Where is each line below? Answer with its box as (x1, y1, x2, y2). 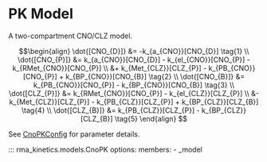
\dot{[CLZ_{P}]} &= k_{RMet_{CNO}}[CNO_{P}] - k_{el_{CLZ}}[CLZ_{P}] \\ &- (9, 88, 259, 98)
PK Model (8, 5, 74, 23)
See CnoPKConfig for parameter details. (8, 129, 140, 139)
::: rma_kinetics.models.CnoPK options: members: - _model (8, 145, 203, 154)
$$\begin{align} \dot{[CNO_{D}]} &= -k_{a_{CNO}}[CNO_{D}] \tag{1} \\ (18, 46, 249, 56)
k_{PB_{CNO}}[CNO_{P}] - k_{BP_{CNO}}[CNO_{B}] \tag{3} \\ (33, 80, 235, 90)
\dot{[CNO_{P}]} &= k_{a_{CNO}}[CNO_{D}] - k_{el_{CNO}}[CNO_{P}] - (17, 55, 251, 64)
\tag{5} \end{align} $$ (114, 114, 187, 123)
